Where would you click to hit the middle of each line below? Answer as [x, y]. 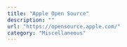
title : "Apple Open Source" [48, 13]
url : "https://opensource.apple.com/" [64, 26]
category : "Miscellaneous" [47, 33]
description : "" [31, 20]
